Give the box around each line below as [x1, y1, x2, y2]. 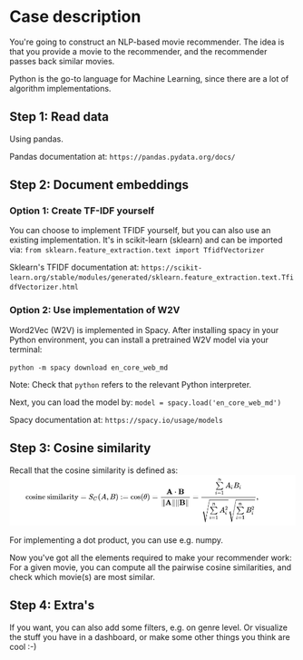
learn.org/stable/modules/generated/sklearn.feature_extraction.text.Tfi [9, 273, 295, 282]
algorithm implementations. [9, 83, 112, 94]
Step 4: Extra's [9, 597, 95, 614]
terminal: [9, 343, 43, 355]
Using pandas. [9, 133, 64, 144]
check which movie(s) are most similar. [9, 571, 156, 582]
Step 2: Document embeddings [9, 177, 189, 192]
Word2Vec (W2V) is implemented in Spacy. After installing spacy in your [9, 324, 279, 335]
